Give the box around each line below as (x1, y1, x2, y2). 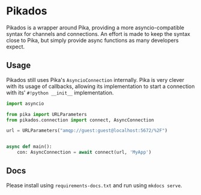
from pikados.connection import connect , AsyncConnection (6, 117, 154, 123)
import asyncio (6, 100, 44, 106)
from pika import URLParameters (6, 111, 87, 117)
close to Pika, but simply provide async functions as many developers (6, 36, 179, 44)
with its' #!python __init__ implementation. (6, 89, 114, 96)
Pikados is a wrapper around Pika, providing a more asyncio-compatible (6, 24, 185, 31)
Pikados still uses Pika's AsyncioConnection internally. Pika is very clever (6, 76, 185, 83)
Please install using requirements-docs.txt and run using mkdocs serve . (6, 181, 182, 189)
